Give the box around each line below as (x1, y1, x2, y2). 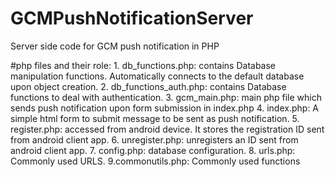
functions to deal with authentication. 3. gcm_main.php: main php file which (10, 91, 322, 103)
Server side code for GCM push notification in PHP (10, 40, 220, 52)
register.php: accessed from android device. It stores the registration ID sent (10, 123, 325, 135)
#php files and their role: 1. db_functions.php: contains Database (10, 59, 277, 71)
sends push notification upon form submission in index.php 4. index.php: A (10, 102, 320, 114)
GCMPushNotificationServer (10, 7, 254, 30)
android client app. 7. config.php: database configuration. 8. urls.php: (10, 144, 296, 156)
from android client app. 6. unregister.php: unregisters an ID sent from (10, 133, 299, 146)
